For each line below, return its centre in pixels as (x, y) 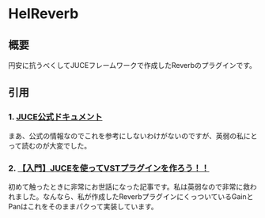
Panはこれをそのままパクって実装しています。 (83, 206)
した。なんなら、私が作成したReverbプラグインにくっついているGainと (138, 196)
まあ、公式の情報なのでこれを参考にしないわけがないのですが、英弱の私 (126, 136)
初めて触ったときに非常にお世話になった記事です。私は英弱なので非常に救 (129, 186)
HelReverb (44, 14)
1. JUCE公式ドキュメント (55, 117)
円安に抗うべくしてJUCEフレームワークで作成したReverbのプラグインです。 (132, 65)
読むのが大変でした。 (57, 145)
